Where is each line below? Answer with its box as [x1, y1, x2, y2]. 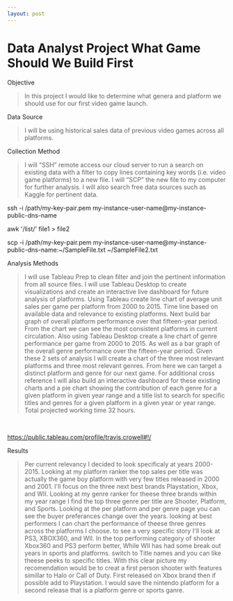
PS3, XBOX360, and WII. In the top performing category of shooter [24, 534, 216, 542]
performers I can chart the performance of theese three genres [24, 519, 207, 527]
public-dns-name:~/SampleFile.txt [7, 245, 106, 254]
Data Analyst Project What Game [7, 40, 201, 56]
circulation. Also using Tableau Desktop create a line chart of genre [24, 332, 218, 340]
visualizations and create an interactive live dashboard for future [24, 287, 209, 296]
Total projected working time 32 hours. [24, 406, 136, 414]
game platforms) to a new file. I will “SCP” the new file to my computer [24, 175, 226, 183]
